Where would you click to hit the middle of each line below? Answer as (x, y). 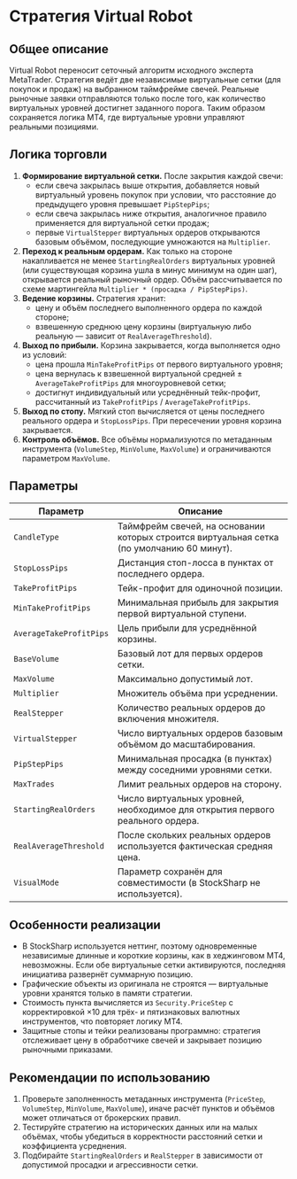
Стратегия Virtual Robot (101, 16)
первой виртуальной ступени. (182, 613)
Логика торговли (58, 155)
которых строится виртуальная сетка (198, 537)
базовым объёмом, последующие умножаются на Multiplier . (153, 242)
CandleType (36, 537)
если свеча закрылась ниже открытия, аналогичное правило (151, 213)
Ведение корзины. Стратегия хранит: (94, 298)
